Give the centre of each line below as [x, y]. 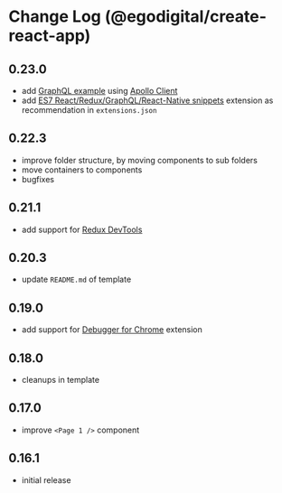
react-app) [50, 36]
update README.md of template [76, 279]
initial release [46, 479]
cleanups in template [61, 380]
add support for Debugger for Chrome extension [112, 330]
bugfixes [38, 179]
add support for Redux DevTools [82, 229]
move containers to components [82, 170]
